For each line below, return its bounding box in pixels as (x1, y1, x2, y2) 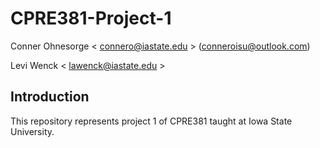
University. (10, 125, 55, 137)
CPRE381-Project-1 (10, 7, 172, 30)
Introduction (10, 88, 90, 106)
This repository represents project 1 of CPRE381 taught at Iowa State (10, 115, 293, 127)
